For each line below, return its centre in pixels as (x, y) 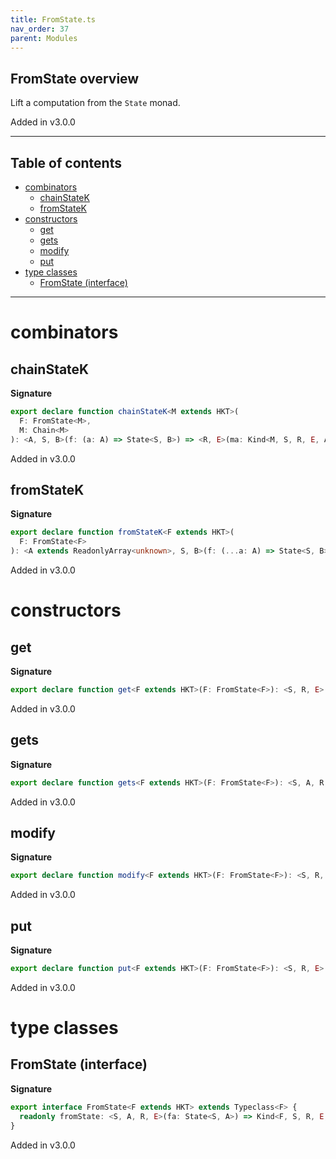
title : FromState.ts (53, 19)
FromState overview (75, 78)
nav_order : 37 (40, 29)
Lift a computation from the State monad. (95, 103)
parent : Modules (44, 38)
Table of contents (66, 162)
